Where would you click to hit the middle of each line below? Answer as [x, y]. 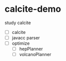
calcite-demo [33, 9]
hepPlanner [31, 49]
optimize [21, 43]
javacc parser [26, 38]
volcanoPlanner [35, 55]
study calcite [18, 23]
